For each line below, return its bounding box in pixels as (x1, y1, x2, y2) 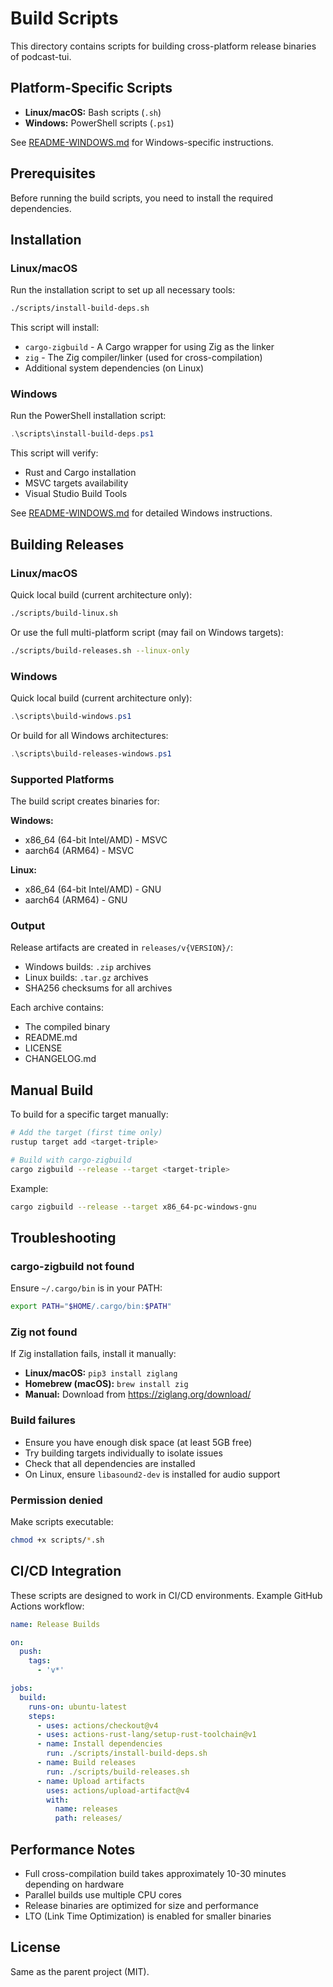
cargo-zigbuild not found (10, 1259, 135, 1273)
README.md (24, 1032, 78, 1044)
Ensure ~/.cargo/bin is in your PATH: (10, 1282, 163, 1294)
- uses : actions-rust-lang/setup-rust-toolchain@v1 (36, 1730, 257, 1740)
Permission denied (10, 1493, 103, 1507)
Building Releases (10, 536, 125, 553)
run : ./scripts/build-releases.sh (46, 1767, 190, 1777)
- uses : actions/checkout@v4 (36, 1720, 159, 1731)
